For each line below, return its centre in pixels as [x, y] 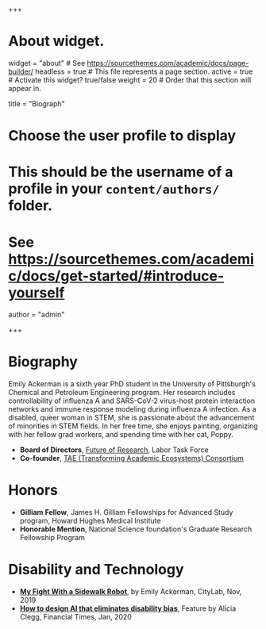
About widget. [56, 41]
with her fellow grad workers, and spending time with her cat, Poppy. [121, 435]
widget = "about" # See [47, 63]
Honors [33, 491]
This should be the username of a [121, 172]
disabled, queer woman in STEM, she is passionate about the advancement [131, 418]
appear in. [25, 88]
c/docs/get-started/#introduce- [116, 276]
